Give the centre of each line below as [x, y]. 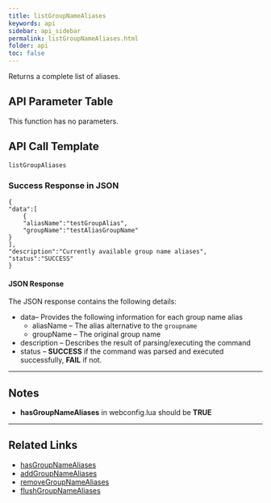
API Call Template [54, 147]
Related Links [43, 445]
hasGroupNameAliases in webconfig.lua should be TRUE [116, 412]
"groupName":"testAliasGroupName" [81, 230]
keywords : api [32, 23]
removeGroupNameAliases [65, 482]
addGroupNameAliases [58, 473]
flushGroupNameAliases [60, 490]
